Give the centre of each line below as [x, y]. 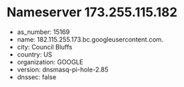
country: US [34, 54]
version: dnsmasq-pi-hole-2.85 [63, 69]
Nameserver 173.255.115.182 [92, 12]
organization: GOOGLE [50, 62]
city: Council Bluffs [44, 47]
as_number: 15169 [43, 32]
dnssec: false [37, 77]
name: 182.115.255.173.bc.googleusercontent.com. [90, 39]
